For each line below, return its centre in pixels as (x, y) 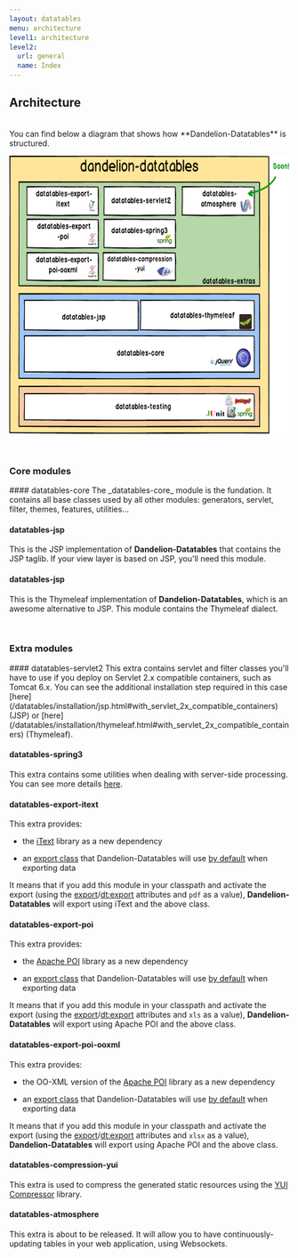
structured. (30, 143)
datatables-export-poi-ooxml (65, 1044)
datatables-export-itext (54, 804)
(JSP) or (24, 715)
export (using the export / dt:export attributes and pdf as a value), (127, 895)
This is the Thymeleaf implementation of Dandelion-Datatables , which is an (149, 599)
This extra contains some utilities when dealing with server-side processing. (149, 775)
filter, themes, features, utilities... (69, 509)
